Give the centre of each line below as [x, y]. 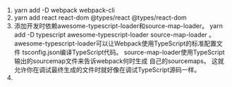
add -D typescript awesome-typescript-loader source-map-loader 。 [115, 35]
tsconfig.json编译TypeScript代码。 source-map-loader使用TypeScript [123, 52]
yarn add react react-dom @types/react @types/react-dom [100, 18]
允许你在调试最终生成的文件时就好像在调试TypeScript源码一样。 [107, 70]
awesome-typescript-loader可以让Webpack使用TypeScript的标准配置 [115, 43]
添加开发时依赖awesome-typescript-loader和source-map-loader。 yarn [118, 26]
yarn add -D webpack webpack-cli [64, 10]
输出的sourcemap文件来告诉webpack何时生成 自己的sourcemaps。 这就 [119, 61]
